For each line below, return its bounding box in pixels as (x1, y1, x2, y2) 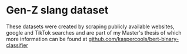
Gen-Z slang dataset (6, 4, 109, 17)
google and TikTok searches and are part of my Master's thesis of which (6, 29, 182, 36)
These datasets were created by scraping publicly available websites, (6, 23, 175, 30)
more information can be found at (6, 35, 88, 42)
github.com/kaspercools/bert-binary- (88, 35, 179, 42)
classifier (6, 42, 28, 49)
